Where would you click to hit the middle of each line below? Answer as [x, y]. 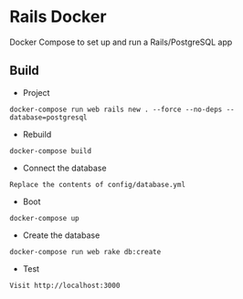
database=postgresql [49, 117]
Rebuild [37, 134]
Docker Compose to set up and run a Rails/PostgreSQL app [121, 42]
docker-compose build [51, 151]
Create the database [61, 235]
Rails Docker [58, 17]
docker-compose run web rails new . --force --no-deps [116, 109]
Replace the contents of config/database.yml [97, 184]
